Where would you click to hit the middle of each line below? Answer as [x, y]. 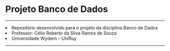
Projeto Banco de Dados [57, 9]
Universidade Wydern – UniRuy [44, 38]
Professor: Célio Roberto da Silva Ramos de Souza [64, 33]
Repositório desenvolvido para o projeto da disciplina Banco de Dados [85, 27]
